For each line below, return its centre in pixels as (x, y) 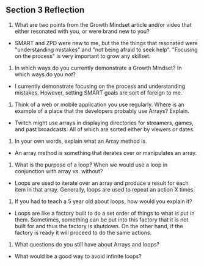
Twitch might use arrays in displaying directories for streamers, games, (104, 123)
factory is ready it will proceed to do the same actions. (83, 232)
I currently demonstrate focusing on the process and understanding (100, 86)
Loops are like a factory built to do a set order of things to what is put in (104, 213)
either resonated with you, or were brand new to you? (82, 31)
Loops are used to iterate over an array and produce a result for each (101, 183)
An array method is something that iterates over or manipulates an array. (106, 153)
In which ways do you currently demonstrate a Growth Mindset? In (98, 68)
